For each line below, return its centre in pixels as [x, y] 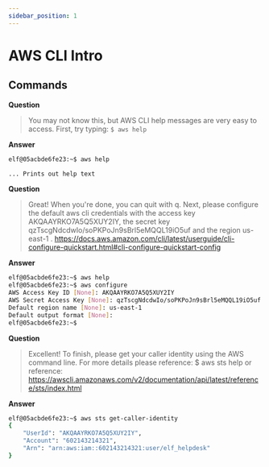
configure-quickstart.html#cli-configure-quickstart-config [124, 247]
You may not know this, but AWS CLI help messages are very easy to [143, 120]
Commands [38, 85]
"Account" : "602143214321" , [70, 441]
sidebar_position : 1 [43, 16]
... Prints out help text [52, 174]
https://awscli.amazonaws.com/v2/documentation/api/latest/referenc [143, 379]
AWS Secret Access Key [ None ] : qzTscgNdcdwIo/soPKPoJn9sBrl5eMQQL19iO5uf [135, 300]
